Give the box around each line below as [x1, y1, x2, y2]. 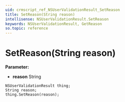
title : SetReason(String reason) [5, 12, 75, 17]
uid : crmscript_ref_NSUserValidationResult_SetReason [5, 7, 120, 12]
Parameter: [5, 64, 29, 70]
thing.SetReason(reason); [5, 92, 59, 97]
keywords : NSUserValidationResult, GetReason [5, 21, 102, 26]
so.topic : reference [5, 26, 49, 31]
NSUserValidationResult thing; [5, 83, 71, 88]
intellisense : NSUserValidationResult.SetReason [5, 16, 109, 21]
